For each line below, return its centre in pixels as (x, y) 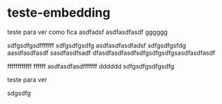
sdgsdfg (19, 93)
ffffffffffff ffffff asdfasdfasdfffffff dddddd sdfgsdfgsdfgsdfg (91, 66)
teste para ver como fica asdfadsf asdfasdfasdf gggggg (88, 32)
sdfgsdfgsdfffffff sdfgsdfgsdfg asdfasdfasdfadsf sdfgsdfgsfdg (97, 45)
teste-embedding (59, 13)
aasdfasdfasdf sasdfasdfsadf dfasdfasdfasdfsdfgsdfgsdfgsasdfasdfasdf (111, 53)
